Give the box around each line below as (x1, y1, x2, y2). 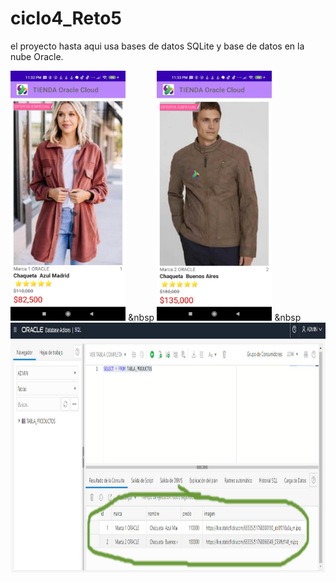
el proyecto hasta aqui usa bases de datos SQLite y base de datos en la (10, 40, 305, 52)
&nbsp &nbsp (128, 311, 302, 323)
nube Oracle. (10, 50, 64, 62)
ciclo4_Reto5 (10, 7, 122, 30)
